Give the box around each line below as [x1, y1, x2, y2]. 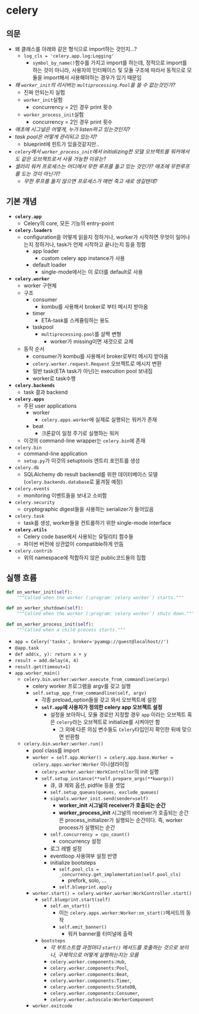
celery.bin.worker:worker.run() [23, 741, 104, 747]
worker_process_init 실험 [23, 111, 84, 118]
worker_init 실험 [23, 96, 63, 103]
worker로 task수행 [32, 374, 76, 382]
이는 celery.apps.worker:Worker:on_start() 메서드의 [59, 909, 185, 916]
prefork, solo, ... [68, 877, 107, 884]
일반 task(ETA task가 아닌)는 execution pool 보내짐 [32, 367, 153, 374]
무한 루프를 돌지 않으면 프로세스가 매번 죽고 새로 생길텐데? [23, 178, 158, 184]
